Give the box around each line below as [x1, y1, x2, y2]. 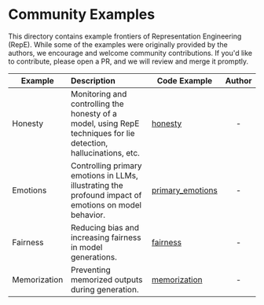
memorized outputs [70, 274, 143, 285]
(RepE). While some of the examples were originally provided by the [8, 39, 228, 49]
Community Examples [8, 6, 156, 24]
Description [70, 75, 115, 86]
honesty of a [70, 108, 118, 119]
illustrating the [70, 179, 123, 190]
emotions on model [70, 199, 142, 210]
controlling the [70, 98, 124, 109]
